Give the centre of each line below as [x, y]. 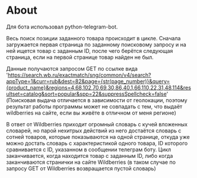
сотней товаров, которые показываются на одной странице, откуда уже [98, 136]
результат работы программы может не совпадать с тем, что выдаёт [94, 106]
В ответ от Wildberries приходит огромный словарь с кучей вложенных [97, 124]
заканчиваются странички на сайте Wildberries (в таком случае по [91, 162]
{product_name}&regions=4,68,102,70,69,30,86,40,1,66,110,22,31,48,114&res [99, 87]
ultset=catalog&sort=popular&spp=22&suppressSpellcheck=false [87, 94]
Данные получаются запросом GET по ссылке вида [72, 68]
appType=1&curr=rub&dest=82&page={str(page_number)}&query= [88, 81]
